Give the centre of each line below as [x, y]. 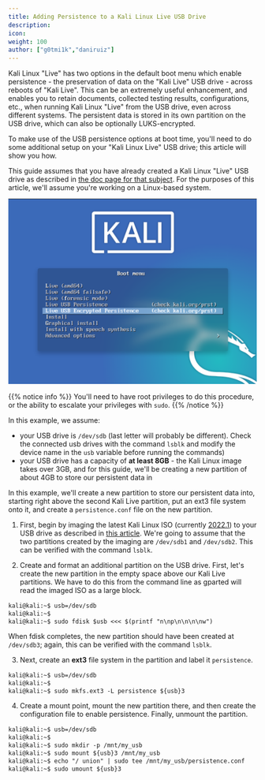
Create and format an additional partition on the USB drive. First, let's [132, 565]
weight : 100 [28, 42]
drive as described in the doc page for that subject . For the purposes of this [131, 179]
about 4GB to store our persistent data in [86, 478]
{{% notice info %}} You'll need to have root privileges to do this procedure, [131, 397]
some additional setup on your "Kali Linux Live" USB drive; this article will [127, 147]
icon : [17, 33]
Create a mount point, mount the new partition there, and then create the [138, 706]
